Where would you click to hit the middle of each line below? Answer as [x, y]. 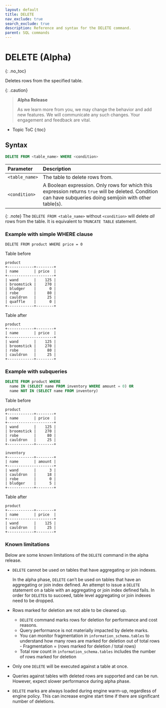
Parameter [20, 169]
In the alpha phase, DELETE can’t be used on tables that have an [76, 580]
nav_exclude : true [24, 19]
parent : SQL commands [27, 33]
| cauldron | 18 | [31, 474]
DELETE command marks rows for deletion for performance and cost [88, 620]
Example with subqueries [36, 371]
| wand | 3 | [31, 470]
